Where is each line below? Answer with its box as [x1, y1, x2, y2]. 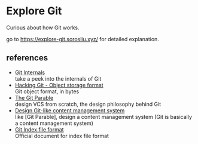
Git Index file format [14, 125, 64, 133]
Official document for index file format [14, 132, 109, 139]
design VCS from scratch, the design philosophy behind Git [14, 100, 162, 108]
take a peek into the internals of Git [14, 75, 102, 82]
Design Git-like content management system [14, 106, 125, 114]
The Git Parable [14, 94, 54, 101]
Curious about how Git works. [6, 24, 80, 31]
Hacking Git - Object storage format [14, 81, 103, 88]
